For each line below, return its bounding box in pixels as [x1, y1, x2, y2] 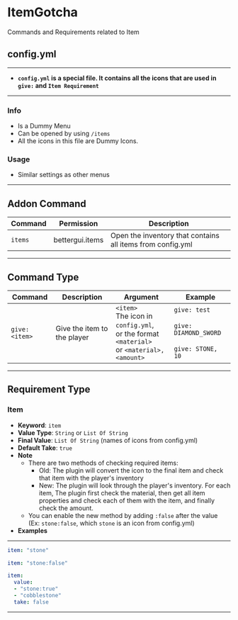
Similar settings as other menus [17, 171, 110, 179]
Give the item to [55, 323, 108, 333]
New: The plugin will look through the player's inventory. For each [38, 481, 231, 490]
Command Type [7, 271, 79, 283]
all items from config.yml [110, 239, 193, 249]
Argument [123, 292, 159, 302]
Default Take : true [17, 444, 73, 452]
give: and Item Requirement [17, 81, 99, 89]
